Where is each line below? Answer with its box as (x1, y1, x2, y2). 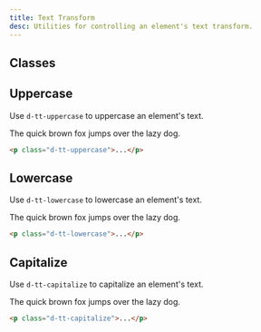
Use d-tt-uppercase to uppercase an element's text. (9, 110, 204, 121)
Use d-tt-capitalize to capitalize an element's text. (9, 278, 204, 290)
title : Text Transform (9, 13, 95, 23)
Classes (9, 55, 56, 71)
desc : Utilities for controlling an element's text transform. (9, 22, 254, 31)
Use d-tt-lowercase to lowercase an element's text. (9, 194, 202, 205)
